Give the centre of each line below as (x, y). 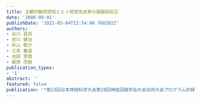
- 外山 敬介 (19, 46)
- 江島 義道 (19, 51)
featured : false (26, 85)
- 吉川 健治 (19, 40)
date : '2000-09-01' (31, 17)
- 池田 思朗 (19, 56)
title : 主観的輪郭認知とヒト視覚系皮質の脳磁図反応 (62, 12)
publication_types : (31, 67)
